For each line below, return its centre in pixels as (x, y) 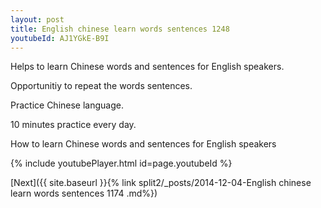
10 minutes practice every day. (73, 125)
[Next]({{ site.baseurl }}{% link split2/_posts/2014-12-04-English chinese (161, 183)
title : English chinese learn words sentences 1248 (120, 29)
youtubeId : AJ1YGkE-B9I (60, 38)
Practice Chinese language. (67, 105)
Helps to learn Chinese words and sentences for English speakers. (147, 67)
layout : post (37, 19)
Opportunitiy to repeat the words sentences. (101, 86)
